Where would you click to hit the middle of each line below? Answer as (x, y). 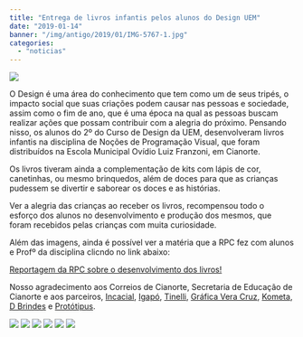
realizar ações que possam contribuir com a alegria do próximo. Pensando (148, 123)
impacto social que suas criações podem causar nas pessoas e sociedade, (149, 104)
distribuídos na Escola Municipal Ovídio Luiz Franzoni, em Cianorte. (135, 152)
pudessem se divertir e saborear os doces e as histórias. (115, 188)
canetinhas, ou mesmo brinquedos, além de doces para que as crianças (144, 179)
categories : (32, 43)
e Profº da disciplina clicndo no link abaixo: (90, 252)
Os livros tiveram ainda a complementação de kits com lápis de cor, (135, 169)
